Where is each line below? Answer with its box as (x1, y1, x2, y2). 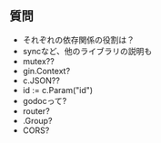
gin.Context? (22, 65, 71, 76)
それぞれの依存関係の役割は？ (22, 34, 135, 45)
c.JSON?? (22, 75, 61, 86)
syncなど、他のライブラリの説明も (22, 45, 153, 56)
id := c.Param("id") (22, 84, 94, 95)
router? (22, 105, 50, 116)
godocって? (22, 95, 67, 106)
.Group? (22, 115, 53, 126)
